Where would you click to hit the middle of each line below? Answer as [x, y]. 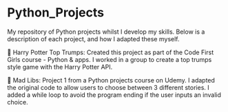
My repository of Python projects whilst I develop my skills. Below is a [106, 32]
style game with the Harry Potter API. [60, 67]
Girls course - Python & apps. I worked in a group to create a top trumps [110, 59]
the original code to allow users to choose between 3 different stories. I [108, 87]
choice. [18, 102]
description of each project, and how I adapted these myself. [93, 38]
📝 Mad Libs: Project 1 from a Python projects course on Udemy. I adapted [111, 80]
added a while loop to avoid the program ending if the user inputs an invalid [114, 95]
